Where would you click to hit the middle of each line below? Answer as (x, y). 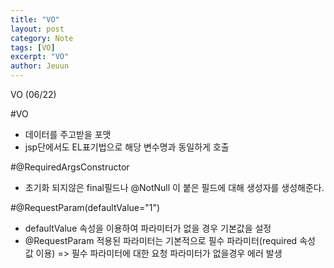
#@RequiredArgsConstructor (70, 167)
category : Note (42, 38)
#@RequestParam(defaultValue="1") (85, 207)
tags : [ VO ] (33, 47)
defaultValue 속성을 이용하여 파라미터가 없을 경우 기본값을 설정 (148, 228)
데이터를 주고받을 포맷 (68, 134)
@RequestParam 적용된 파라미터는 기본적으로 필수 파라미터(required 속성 (170, 240)
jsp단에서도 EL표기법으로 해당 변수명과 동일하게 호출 (127, 147)
